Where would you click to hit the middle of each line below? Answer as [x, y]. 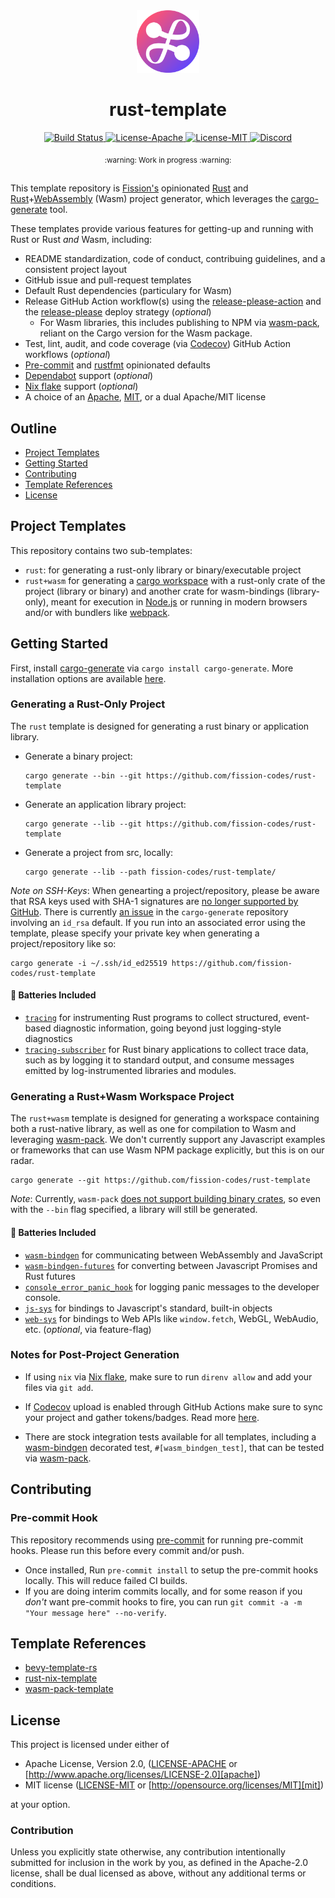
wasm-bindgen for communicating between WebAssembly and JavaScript [173, 1255]
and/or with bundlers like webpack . [97, 612]
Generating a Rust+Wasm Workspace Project [122, 1096]
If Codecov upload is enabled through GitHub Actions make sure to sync [174, 1406]
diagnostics [48, 1039]
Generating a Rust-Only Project [88, 704]
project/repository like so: [63, 943]
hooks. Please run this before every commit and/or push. [127, 1550]
